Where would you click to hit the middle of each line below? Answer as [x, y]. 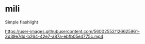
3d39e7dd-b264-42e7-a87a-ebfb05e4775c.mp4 [54, 36]
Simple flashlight [22, 22]
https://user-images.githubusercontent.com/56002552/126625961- [72, 31]
